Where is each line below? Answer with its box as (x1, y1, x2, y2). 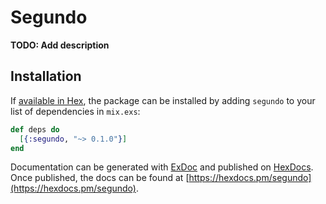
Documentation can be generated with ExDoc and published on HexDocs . (10, 161, 314, 173)
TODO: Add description (10, 39, 110, 51)
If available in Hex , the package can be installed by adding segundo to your (10, 94, 316, 106)
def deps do (10, 124, 60, 135)
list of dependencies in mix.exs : (10, 105, 141, 117)
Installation (10, 68, 82, 85)
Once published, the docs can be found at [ (10, 172, 190, 184)
